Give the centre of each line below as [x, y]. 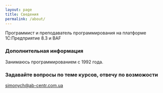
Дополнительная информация [44, 51]
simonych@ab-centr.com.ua [34, 85]
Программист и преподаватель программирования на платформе [76, 33]
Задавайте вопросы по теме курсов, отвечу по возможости [81, 75]
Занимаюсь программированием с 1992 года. [54, 62]
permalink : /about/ [25, 19]
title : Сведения [22, 14]
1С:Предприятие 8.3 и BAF [33, 38]
